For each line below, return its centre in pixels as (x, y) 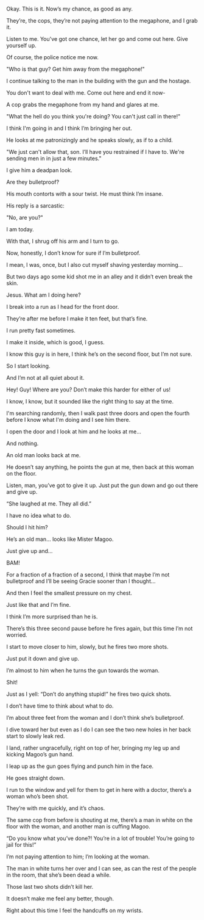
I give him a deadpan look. (40, 170)
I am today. (20, 229)
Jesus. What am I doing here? (44, 295)
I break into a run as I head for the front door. (63, 307)
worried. (17, 635)
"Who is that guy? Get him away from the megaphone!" (76, 69)
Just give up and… (30, 551)
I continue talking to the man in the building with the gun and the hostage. (99, 81)
